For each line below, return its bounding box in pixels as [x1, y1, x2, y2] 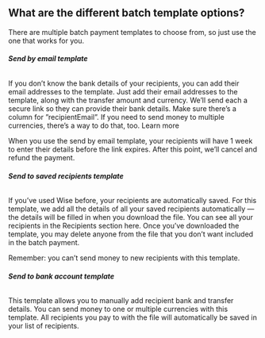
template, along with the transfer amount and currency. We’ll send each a [8, 95, 248, 106]
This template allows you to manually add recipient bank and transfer [8, 296, 234, 305]
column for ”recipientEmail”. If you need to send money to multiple [8, 113, 225, 122]
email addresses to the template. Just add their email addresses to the [8, 87, 238, 97]
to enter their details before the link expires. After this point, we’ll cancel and [8, 144, 258, 154]
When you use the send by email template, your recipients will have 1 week [8, 136, 253, 146]
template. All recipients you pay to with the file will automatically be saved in [8, 313, 258, 322]
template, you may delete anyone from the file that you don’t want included [8, 229, 254, 239]
